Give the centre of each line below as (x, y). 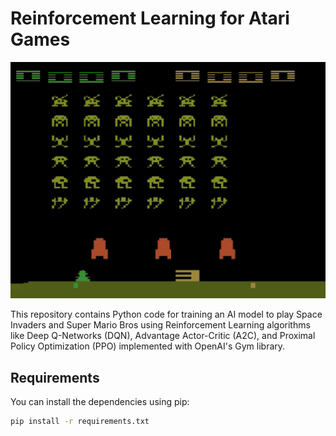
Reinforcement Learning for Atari (150, 18)
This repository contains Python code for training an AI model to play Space (166, 314)
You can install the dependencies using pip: (100, 402)
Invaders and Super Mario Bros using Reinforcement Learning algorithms (160, 325)
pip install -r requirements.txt (80, 422)
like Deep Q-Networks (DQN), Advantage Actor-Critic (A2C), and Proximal (163, 336)
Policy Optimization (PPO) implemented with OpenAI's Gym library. (148, 346)
